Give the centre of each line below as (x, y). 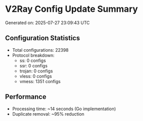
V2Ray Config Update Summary (71, 9)
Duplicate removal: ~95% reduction (48, 114)
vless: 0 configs (36, 76)
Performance (26, 97)
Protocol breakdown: (33, 55)
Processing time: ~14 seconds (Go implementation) (64, 109)
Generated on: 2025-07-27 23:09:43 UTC (47, 23)
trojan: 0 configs (36, 71)
